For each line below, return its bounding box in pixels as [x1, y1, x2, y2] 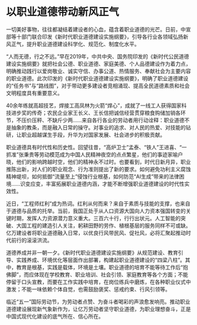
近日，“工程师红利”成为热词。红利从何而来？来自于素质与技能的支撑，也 [6, 200, 181, 207]
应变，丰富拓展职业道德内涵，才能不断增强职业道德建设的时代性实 [30, 180, 190, 187]
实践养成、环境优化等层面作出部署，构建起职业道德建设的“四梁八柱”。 [16, 256, 186, 264]
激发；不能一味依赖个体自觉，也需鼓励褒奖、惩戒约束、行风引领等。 [6, 285, 171, 293]
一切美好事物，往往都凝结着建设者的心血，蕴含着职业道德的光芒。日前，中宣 [6, 26, 191, 33]
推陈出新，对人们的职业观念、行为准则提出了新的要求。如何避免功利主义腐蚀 [6, 165, 191, 173]
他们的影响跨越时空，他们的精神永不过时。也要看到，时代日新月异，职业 [16, 158, 191, 165]
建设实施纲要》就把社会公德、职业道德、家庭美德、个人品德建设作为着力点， [6, 60, 191, 67]
